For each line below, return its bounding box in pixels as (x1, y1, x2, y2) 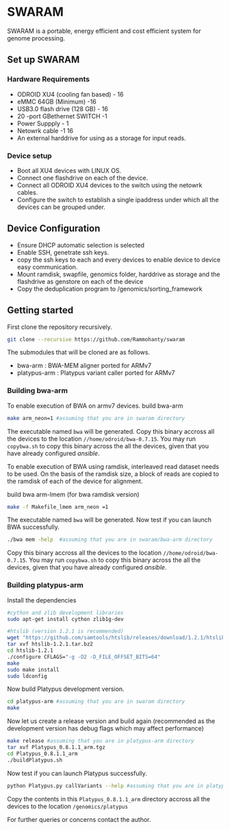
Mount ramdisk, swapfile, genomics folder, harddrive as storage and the (16, 270, 220, 278)
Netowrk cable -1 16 (16, 126, 74, 134)
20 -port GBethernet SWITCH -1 (16, 112, 107, 120)
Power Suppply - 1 (16, 119, 69, 127)
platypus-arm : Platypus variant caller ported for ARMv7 (16, 369, 176, 377)
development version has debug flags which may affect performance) (7, 724, 204, 733)
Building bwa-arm (7, 386, 68, 395)
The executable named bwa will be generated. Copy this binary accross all (7, 427, 215, 435)
